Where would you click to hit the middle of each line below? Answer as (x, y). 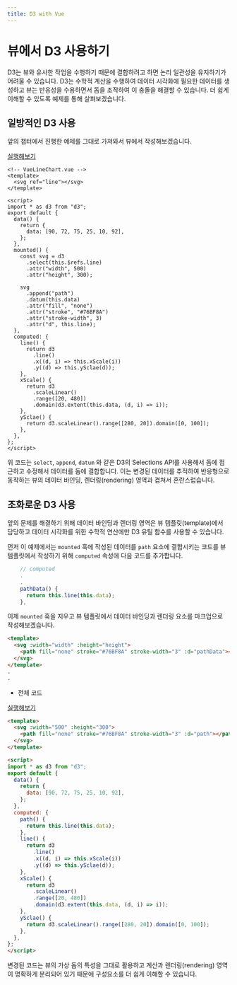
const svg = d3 (42, 257)
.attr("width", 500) (56, 269)
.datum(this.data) (53, 300)
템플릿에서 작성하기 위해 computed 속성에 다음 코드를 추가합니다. (95, 555)
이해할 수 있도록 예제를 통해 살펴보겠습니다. (67, 98)
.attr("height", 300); (59, 275)
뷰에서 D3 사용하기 (59, 51)
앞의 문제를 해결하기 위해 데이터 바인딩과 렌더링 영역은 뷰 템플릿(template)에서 (115, 523)
